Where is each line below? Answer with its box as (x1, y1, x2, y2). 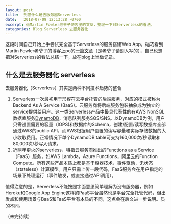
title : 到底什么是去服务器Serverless (5, 12, 81, 17)
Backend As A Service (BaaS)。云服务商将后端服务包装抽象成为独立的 (12, 102, 160, 108)
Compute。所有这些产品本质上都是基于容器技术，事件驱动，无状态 (12, 160, 153, 166)
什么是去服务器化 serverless (5, 70, 95, 79)
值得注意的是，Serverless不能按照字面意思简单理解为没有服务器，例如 (5, 183, 153, 189)
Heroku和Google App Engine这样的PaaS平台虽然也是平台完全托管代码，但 (5, 190, 162, 196)
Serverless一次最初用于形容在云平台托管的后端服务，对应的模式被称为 (12, 96, 161, 102)
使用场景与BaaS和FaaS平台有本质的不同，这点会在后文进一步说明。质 (18, 196, 165, 202)
